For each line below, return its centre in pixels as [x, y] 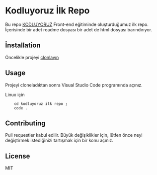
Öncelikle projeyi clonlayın [32, 57]
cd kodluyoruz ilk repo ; [41, 104]
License [18, 156]
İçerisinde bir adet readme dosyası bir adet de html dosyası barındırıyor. [79, 29]
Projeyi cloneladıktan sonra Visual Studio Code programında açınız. [74, 85]
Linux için [15, 94]
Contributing [25, 123]
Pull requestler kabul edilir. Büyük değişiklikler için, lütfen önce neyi [74, 135]
